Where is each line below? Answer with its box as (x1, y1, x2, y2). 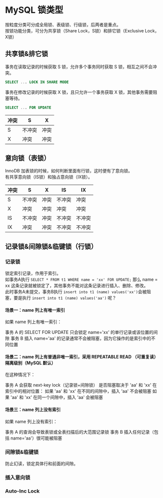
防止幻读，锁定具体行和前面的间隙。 (5, 460, 78, 467)
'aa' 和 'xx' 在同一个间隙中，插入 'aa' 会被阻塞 (10, 394, 103, 400)
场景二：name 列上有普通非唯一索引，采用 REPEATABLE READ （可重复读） (5, 354, 159, 360)
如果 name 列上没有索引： (5, 418, 58, 424)
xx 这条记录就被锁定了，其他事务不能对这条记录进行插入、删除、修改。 (5, 283, 148, 288)
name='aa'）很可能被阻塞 (10, 435, 62, 441)
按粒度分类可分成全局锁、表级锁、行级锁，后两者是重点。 (5, 22, 121, 28)
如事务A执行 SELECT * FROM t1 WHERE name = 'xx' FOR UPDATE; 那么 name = (5, 277, 158, 282)
